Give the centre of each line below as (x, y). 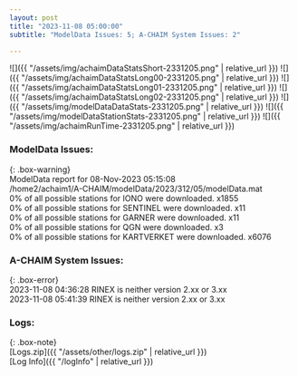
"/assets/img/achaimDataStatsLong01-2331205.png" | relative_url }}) (149, 88)
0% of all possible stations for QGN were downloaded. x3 (116, 227)
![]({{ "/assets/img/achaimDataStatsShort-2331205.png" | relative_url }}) (144, 68)
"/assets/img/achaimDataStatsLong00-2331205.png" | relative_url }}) (150, 78)
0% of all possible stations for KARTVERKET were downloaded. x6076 (140, 236)
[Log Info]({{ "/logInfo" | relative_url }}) (82, 362)
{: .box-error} (34, 280)
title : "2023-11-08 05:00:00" (67, 26)
